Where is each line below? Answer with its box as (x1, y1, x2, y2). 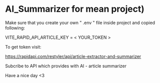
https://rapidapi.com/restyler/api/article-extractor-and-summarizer (5, 53, 142, 59)
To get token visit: (5, 44, 41, 50)
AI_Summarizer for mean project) (5, 3, 145, 15)
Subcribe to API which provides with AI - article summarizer (5, 63, 127, 69)
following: (5, 25, 25, 30)
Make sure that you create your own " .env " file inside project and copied (5, 20, 156, 26)
